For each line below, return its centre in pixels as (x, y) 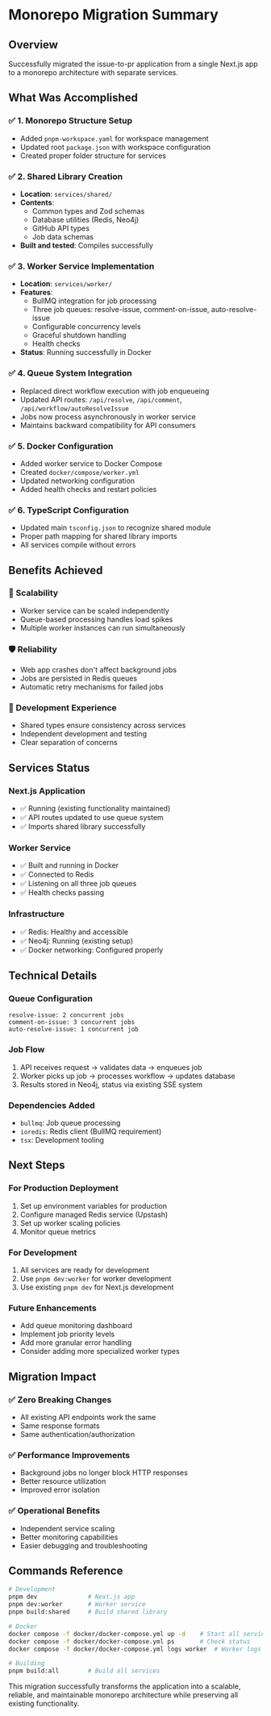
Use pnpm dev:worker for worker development (96, 1279)
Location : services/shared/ (66, 194)
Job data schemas (63, 236)
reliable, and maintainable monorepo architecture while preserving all (123, 1695)
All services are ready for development (84, 1270)
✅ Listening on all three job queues (78, 884)
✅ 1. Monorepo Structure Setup (71, 121)
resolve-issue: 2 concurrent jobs (67, 1015)
